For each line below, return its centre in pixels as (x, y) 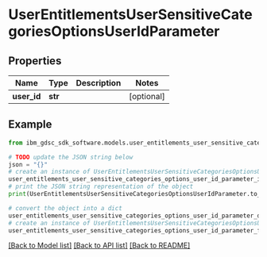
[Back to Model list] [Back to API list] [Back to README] (99, 245)
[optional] (147, 96)
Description (99, 83)
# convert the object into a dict (66, 208)
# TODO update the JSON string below (71, 157)
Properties (35, 61)
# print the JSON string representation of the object (101, 187)
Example (30, 125)
